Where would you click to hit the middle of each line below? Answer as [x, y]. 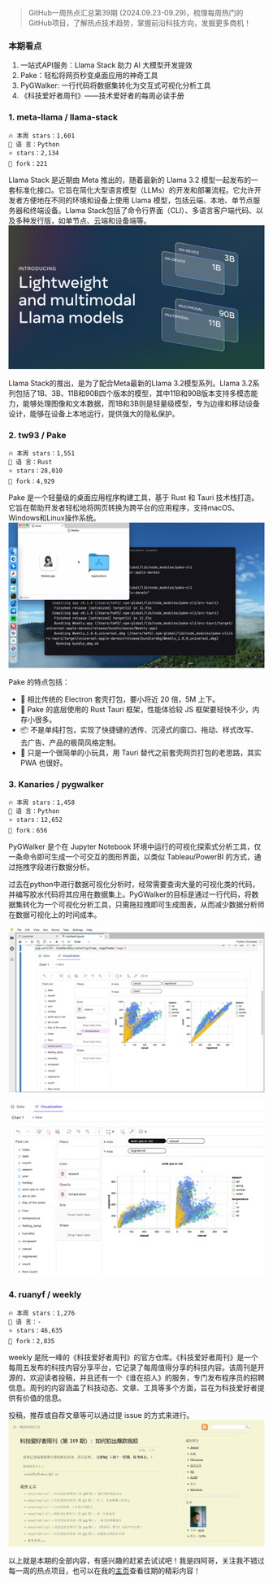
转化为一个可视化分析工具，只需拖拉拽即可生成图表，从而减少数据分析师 [143, 905]
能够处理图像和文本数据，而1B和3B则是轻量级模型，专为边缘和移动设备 [141, 404]
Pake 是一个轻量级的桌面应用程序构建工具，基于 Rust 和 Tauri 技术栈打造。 [134, 498]
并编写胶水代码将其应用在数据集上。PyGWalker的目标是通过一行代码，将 [130, 894]
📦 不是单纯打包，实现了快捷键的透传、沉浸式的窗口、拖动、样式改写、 [139, 729]
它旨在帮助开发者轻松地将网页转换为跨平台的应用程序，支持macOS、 [124, 508]
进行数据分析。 [69, 867]
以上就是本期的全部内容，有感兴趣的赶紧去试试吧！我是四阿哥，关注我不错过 [136, 1560]
